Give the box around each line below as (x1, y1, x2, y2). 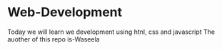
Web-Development (7, 4, 123, 20)
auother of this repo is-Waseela (7, 35, 100, 43)
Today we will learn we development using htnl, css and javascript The (7, 27, 216, 36)
